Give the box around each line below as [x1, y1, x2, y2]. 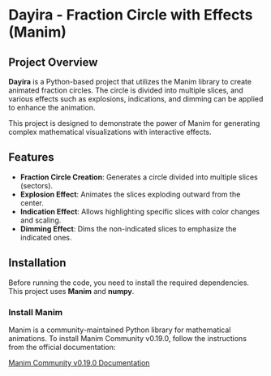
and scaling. [19, 215, 62, 225]
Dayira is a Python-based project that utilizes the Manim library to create [8, 77, 252, 86]
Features [8, 150, 54, 164]
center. [19, 197, 45, 208]
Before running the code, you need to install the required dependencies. [8, 278, 250, 287]
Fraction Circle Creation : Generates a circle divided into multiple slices [19, 172, 258, 182]
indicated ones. [19, 232, 72, 242]
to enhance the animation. [8, 103, 96, 112]
